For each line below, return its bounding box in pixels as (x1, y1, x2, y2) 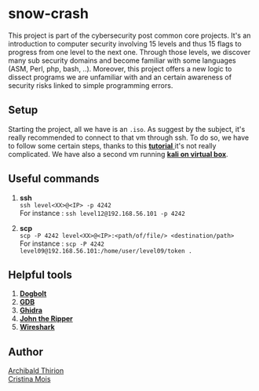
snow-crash (8, 5, 89, 23)
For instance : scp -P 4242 (19, 239, 104, 248)
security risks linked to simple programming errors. (8, 80, 173, 90)
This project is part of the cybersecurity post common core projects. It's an (8, 31, 251, 40)
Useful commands (8, 172, 100, 185)
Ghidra (19, 305, 43, 315)
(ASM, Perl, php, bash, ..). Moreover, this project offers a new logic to (8, 64, 232, 73)
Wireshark (19, 323, 55, 332)
